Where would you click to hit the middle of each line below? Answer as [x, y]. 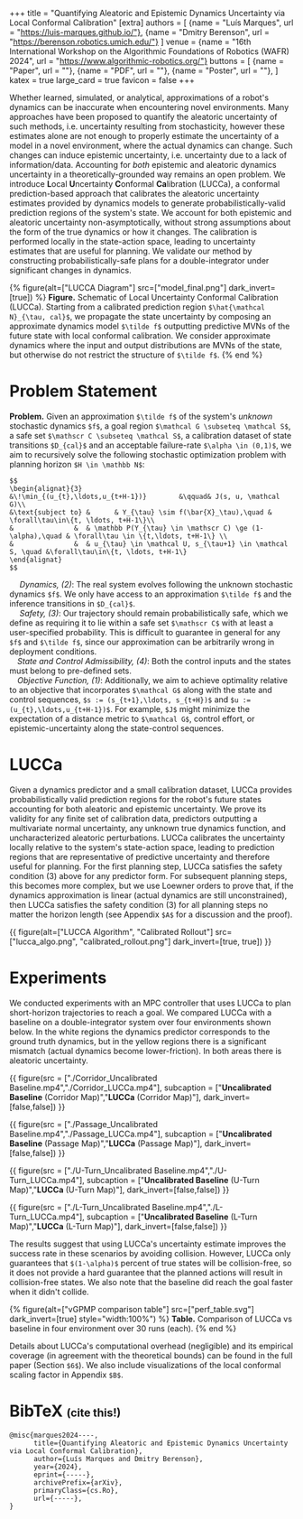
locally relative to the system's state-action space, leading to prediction [142, 847]
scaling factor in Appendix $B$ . [66, 1375]
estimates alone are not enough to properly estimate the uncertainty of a [144, 136]
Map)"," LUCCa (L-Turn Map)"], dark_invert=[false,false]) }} [119, 1226]
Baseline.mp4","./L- [188, 1207]
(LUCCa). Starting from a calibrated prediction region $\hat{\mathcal [138, 307]
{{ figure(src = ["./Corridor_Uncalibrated [83, 1078]
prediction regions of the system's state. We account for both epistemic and [151, 213]
